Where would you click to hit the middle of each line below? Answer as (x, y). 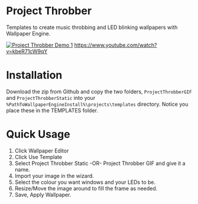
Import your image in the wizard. (54, 176)
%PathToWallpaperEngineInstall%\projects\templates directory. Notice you (97, 104)
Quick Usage (38, 135)
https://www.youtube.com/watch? (116, 45)
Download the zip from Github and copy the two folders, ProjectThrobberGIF (99, 91)
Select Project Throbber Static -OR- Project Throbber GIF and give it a (100, 163)
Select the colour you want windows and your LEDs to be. (85, 182)
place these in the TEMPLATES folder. (52, 110)
